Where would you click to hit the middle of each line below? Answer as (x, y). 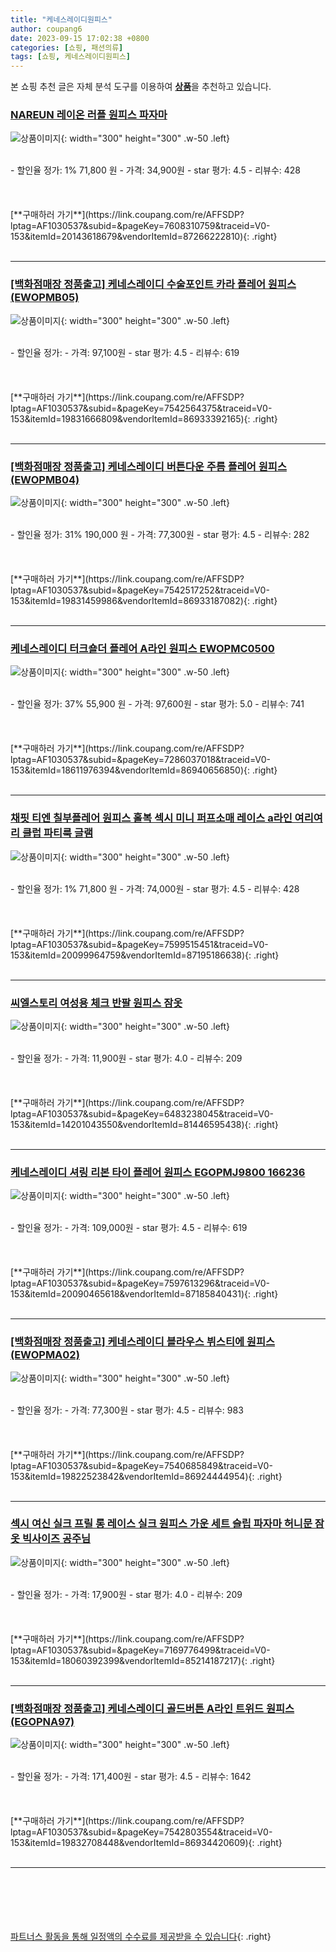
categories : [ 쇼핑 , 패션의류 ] (67, 47)
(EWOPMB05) (45, 298)
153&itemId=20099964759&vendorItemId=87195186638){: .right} (145, 955)
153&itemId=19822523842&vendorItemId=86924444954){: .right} (146, 1476)
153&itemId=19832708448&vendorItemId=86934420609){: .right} (146, 1843)
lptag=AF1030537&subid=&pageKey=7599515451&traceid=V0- (139, 944)
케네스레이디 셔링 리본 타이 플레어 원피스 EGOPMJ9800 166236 (158, 1172)
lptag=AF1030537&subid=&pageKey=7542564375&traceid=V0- (141, 408)
